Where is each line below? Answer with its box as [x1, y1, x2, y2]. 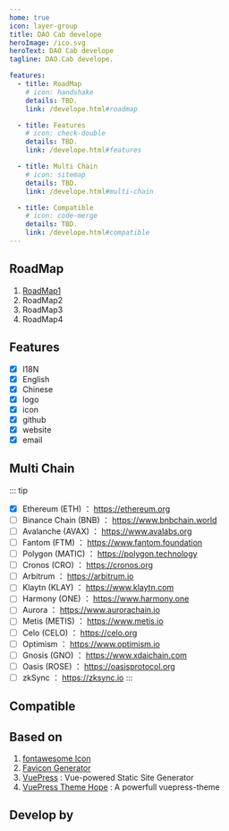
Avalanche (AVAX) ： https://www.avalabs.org [21, 526, 192, 537]
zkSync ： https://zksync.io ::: [21, 672, 133, 683]
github [21, 414, 47, 424]
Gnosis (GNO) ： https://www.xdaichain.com [21, 650, 188, 660]
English [21, 373, 50, 384]
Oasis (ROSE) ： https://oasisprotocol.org [21, 660, 176, 671]
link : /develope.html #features [25, 145, 142, 155]
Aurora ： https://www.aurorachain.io [21, 605, 161, 616]
